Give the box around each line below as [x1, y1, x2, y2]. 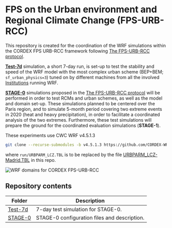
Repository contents [5, 182, 72, 191]
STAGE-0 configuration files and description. [35, 214, 145, 221]
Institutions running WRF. [5, 80, 59, 86]
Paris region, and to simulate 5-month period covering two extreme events [5, 106, 162, 112]
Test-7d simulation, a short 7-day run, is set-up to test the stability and [5, 63, 155, 69]
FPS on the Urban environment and [5, 4, 157, 15]
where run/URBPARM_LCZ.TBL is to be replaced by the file [5, 151, 122, 158]
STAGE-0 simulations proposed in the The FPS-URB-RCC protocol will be [5, 89, 160, 96]
